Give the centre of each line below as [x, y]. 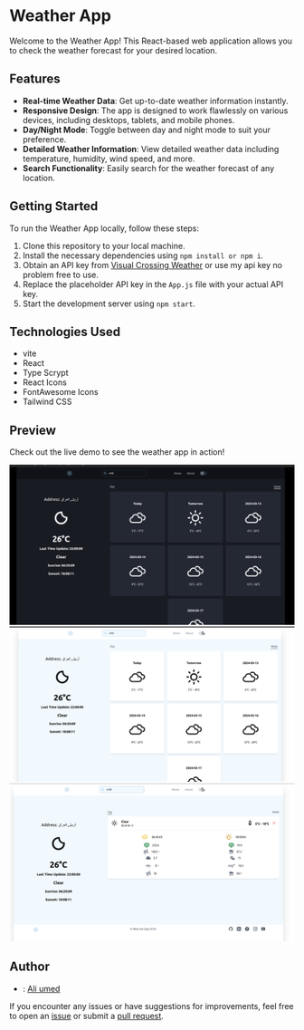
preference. [44, 139]
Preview [33, 430]
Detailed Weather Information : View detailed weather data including [151, 149]
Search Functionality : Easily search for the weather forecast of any [148, 168]
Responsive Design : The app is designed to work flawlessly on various [155, 111]
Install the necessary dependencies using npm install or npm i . [143, 255]
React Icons [45, 382]
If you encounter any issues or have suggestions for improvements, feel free [152, 1006]
